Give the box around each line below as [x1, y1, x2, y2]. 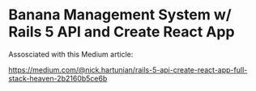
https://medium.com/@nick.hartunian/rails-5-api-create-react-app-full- [8, 64, 248, 74]
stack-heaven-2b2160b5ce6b [8, 73, 108, 83]
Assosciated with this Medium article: [8, 49, 134, 59]
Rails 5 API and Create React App [8, 23, 235, 41]
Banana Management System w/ [8, 6, 233, 24]
